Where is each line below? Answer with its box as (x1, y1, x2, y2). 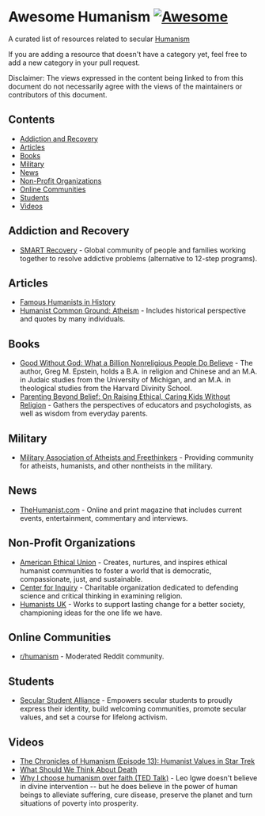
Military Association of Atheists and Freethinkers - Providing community (19, 453, 255, 462)
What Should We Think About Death (19, 765, 138, 775)
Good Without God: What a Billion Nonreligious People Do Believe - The (19, 359, 253, 368)
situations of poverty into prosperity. (19, 799, 138, 808)
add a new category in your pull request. (8, 58, 141, 67)
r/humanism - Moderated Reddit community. (19, 651, 165, 661)
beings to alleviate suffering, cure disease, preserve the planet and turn (19, 790, 253, 799)
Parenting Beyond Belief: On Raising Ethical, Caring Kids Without (19, 392, 231, 401)
